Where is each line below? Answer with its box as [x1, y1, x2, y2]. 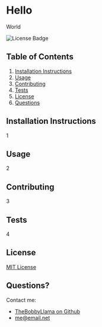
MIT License [6, 263, 37, 270]
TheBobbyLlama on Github [14, 307, 81, 315]
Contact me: [6, 296, 37, 303]
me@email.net [14, 314, 50, 321]
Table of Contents [6, 52, 74, 62]
